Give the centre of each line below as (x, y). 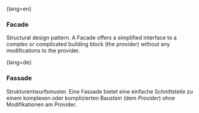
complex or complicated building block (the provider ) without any (88, 44)
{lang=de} (19, 63)
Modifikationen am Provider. (42, 104)
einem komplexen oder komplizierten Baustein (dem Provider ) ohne (91, 98)
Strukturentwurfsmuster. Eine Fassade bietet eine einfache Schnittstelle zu (100, 91)
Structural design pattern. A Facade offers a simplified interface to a (92, 38)
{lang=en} (19, 9)
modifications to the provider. (43, 50)
